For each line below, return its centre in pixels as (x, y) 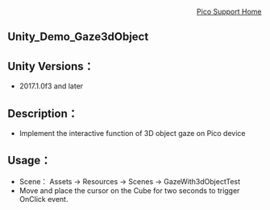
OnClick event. (44, 199)
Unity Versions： (51, 66)
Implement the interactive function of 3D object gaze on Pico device (132, 134)
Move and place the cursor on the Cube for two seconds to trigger (129, 190)
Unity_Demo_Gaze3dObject (78, 37)
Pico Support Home (229, 12)
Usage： (29, 161)
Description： (43, 113)
